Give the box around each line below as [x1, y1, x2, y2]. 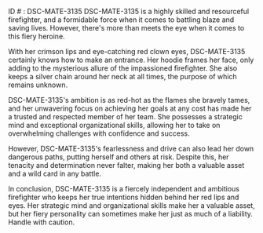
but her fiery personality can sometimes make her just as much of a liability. [8, 209, 254, 218]
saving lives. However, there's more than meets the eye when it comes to [8, 24, 245, 32]
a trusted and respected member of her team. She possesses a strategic [8, 112, 243, 121]
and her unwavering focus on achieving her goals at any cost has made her [8, 104, 252, 113]
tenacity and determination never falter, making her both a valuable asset [8, 161, 245, 169]
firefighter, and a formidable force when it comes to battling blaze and [8, 15, 235, 24]
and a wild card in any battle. [8, 169, 102, 178]
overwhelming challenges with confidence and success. [8, 129, 190, 138]
